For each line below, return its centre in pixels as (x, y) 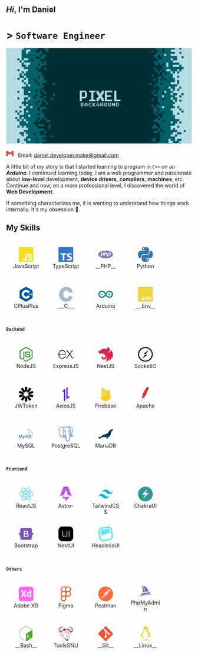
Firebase (106, 406)
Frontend (17, 469)
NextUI (66, 545)
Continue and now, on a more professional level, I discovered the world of (95, 185)
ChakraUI (146, 505)
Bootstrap (26, 545)
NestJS (106, 366)
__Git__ (105, 646)
